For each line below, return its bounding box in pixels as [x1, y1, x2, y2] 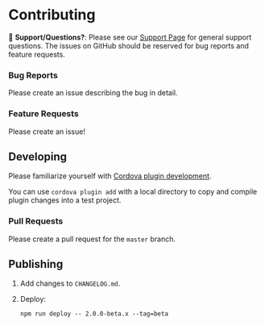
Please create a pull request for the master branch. [8, 234, 176, 244]
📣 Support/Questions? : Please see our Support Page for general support [8, 32, 252, 42]
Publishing [8, 257, 64, 271]
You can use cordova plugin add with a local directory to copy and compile [8, 187, 258, 197]
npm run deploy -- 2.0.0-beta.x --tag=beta [19, 310, 169, 318]
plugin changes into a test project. [8, 195, 122, 205]
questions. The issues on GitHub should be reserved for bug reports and [8, 40, 250, 50]
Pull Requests [8, 215, 64, 227]
